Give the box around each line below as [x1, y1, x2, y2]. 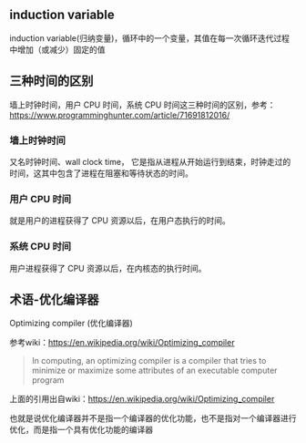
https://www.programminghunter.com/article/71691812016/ [9, 109, 230, 120]
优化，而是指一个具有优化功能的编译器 [9, 424, 153, 436]
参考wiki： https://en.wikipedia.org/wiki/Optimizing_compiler [9, 337, 235, 348]
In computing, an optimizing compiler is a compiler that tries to [31, 355, 267, 366]
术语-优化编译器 [9, 292, 99, 307]
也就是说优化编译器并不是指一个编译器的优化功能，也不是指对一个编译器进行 [9, 413, 297, 424]
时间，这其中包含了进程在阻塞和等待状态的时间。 [9, 168, 193, 179]
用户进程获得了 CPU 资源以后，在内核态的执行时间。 [9, 263, 207, 273]
